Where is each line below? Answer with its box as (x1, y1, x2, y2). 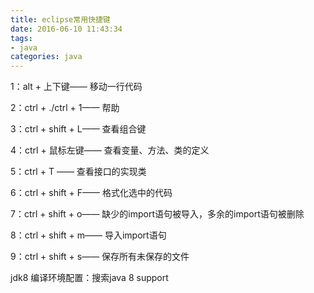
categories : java (10, 52, 83, 62)
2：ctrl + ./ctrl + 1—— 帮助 (10, 102, 120, 114)
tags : (10, 33, 33, 43)
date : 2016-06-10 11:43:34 (10, 24, 123, 34)
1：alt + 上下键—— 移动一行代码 (10, 81, 143, 93)
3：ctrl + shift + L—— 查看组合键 (10, 123, 147, 135)
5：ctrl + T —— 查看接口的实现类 (10, 166, 147, 178)
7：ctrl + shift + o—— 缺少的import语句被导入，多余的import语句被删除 (10, 208, 305, 220)
